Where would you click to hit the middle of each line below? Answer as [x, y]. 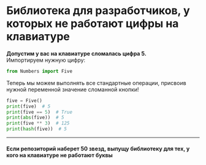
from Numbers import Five [39, 71]
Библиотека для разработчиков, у [98, 11]
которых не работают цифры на [93, 24]
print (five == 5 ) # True [39, 112]
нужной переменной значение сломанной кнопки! [73, 89]
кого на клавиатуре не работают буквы [60, 155]
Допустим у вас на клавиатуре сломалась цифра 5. [77, 53]
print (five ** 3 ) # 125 [38, 123]
